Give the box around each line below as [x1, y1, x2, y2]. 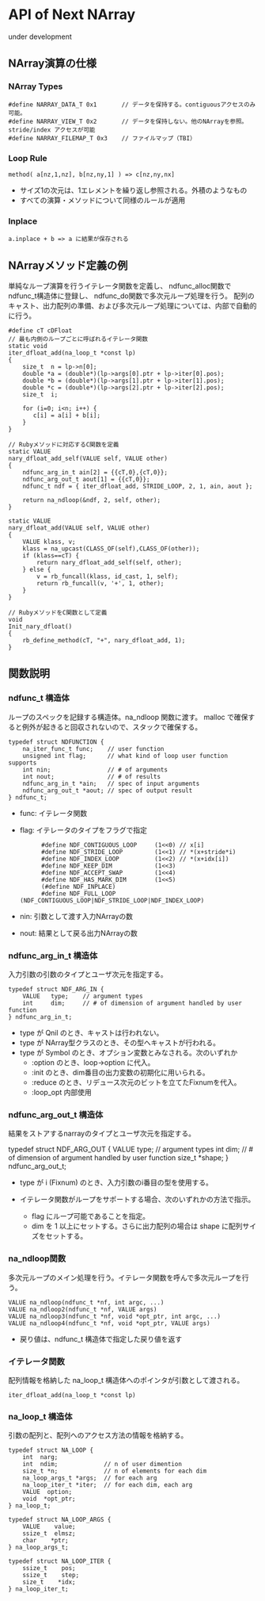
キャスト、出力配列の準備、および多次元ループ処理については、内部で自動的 [8, 301, 257, 311]
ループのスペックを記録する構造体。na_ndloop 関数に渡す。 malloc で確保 [8, 712, 248, 722]
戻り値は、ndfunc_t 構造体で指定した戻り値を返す [19, 1334, 183, 1343]
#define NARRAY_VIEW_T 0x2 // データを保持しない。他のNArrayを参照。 [8, 117, 248, 125]
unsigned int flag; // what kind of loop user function [22, 752, 228, 760]
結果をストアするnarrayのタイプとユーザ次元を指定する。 [8, 1128, 196, 1139]
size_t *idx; [22, 1578, 77, 1587]
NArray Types [8, 81, 63, 92]
